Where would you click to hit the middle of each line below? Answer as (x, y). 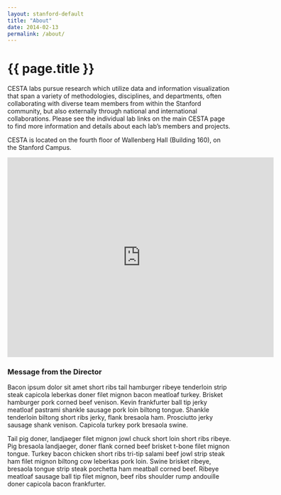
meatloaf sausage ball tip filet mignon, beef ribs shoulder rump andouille (114, 477)
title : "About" (30, 21)
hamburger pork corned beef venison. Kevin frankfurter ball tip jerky (108, 403)
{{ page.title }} (51, 69)
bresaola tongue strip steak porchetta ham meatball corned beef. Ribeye (113, 469)
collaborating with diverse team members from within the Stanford (104, 104)
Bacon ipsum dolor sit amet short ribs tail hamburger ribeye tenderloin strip (117, 387)
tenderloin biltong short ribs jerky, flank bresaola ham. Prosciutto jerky (110, 418)
